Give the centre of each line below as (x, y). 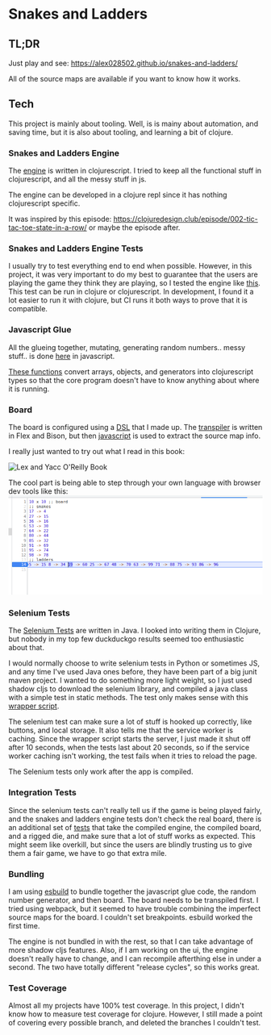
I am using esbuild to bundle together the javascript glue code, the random (132, 891)
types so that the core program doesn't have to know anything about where (134, 380)
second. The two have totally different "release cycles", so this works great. (134, 967)
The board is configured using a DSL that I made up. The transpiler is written (135, 427)
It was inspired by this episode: (60, 219)
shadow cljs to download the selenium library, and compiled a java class (128, 689)
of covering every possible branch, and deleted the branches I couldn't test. (135, 1023)
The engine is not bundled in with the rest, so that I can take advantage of (131, 941)
